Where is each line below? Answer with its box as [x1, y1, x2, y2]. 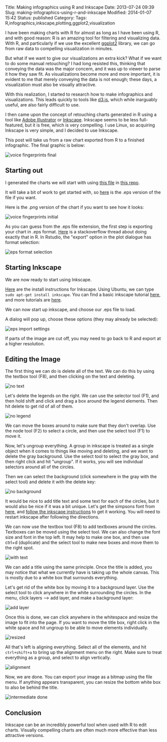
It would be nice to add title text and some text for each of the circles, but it [5, 498, 159, 504]
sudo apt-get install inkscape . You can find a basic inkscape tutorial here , [5, 291, 161, 298]
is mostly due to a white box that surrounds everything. [5, 575, 118, 581]
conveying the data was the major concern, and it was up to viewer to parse [5, 66, 161, 72]
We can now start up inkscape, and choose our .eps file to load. [5, 306, 136, 313]
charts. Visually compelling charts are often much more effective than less [5, 727, 158, 733]
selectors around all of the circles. [5, 464, 75, 470]
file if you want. [5, 194, 37, 201]
